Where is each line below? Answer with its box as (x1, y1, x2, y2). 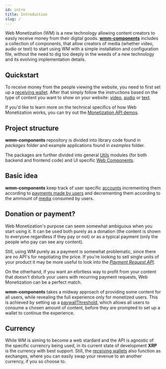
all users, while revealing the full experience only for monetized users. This (5, 294, 158, 300)
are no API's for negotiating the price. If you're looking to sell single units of (5, 254, 160, 260)
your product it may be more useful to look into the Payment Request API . (5, 259, 155, 265)
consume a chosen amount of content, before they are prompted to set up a (5, 304, 161, 310)
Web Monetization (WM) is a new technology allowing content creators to (5, 30, 155, 36)
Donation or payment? (5, 210, 76, 219)
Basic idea (5, 172, 38, 180)
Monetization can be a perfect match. (5, 279, 82, 285)
